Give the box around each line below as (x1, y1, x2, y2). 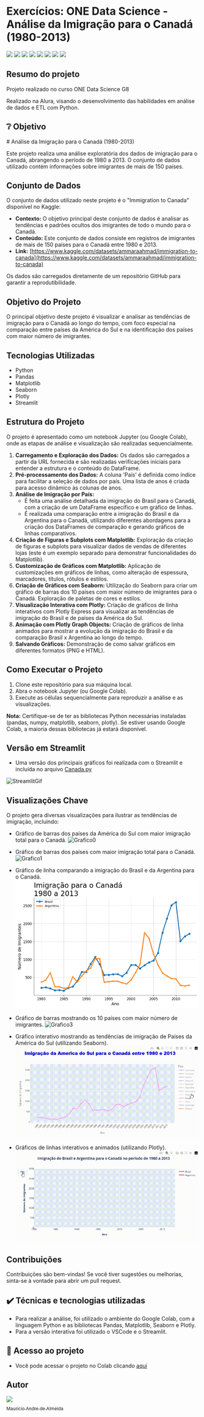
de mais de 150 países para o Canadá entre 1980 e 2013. (15, 241, 158, 249)
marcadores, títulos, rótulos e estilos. (15, 575, 109, 583)
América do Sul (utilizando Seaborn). (15, 1040, 109, 1047)
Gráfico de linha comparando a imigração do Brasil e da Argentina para (15, 867, 194, 874)
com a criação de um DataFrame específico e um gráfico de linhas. (24, 504, 194, 511)
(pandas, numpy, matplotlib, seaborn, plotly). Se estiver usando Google (6, 719, 186, 726)
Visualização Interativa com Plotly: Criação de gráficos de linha (15, 601, 178, 608)
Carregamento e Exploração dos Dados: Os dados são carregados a (15, 452, 190, 459)
